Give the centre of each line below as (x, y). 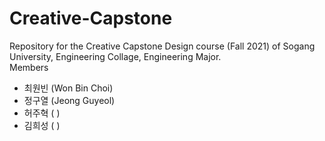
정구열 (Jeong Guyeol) (69, 100)
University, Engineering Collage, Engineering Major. (115, 56)
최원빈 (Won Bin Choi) (68, 88)
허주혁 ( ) (42, 113)
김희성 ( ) (42, 125)
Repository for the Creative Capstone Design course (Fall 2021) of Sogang (162, 46)
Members (29, 67)
